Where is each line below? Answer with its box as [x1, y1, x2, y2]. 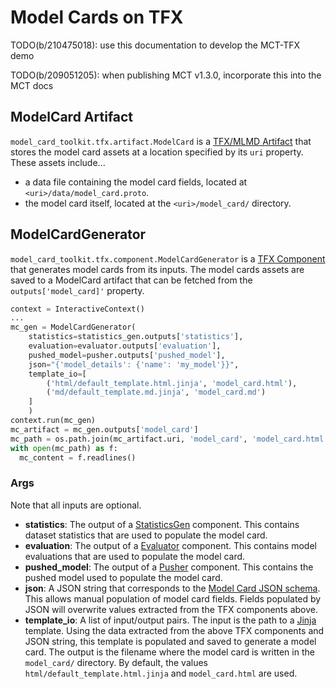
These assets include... [10, 156, 106, 168]
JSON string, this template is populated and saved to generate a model [24, 635, 317, 647]
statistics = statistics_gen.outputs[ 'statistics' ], [28, 332, 244, 342]
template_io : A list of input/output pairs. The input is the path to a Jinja [24, 614, 317, 626]
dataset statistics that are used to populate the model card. [24, 529, 268, 541]
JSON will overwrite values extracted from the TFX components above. [24, 603, 319, 615]
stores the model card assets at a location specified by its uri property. [10, 146, 304, 158]
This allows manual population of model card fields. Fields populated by [24, 592, 322, 605]
